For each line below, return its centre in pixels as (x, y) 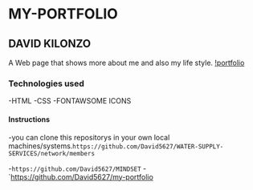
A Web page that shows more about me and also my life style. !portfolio (126, 63)
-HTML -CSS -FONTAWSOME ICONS (70, 101)
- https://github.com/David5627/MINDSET (75, 168)
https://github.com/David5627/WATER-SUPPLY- (148, 146)
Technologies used (46, 83)
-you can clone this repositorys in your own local (89, 137)
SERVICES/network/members (51, 153)
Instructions (29, 119)
